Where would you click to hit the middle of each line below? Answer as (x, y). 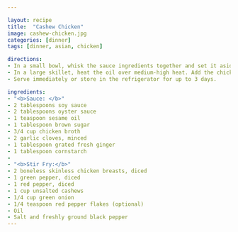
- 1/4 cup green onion (41, 197)
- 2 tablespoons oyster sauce (52, 112)
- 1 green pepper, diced (44, 178)
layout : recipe (30, 20)
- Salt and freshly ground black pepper (68, 217)
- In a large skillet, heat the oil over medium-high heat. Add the (110, 72)
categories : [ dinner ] (39, 40)
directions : (25, 60)
